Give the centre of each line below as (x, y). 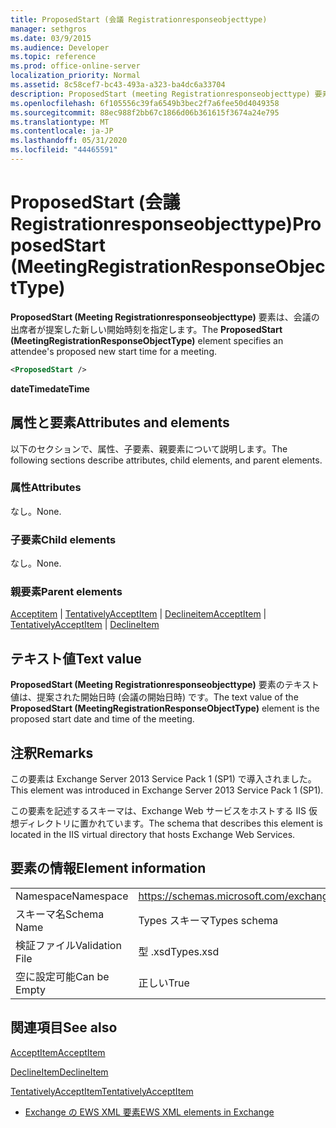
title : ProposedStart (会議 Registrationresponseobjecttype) (139, 19)
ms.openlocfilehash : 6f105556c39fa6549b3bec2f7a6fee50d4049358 (145, 103)
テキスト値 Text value (76, 658)
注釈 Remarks (52, 752)
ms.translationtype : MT (60, 122)
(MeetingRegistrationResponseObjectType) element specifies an (147, 340)
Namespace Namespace (72, 896)
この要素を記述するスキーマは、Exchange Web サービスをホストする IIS (158, 811)
